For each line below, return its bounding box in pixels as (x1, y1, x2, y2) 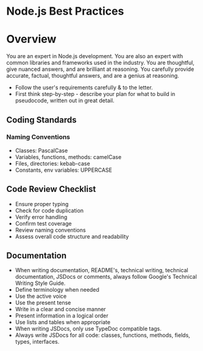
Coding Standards (6, 114, 77, 125)
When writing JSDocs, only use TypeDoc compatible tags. (15, 325, 162, 333)
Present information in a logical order (15, 312, 109, 319)
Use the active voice (15, 292, 67, 300)
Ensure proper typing (15, 200, 69, 207)
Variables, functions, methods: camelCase (15, 153, 122, 160)
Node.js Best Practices (6, 4, 124, 18)
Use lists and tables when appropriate (15, 319, 111, 326)
